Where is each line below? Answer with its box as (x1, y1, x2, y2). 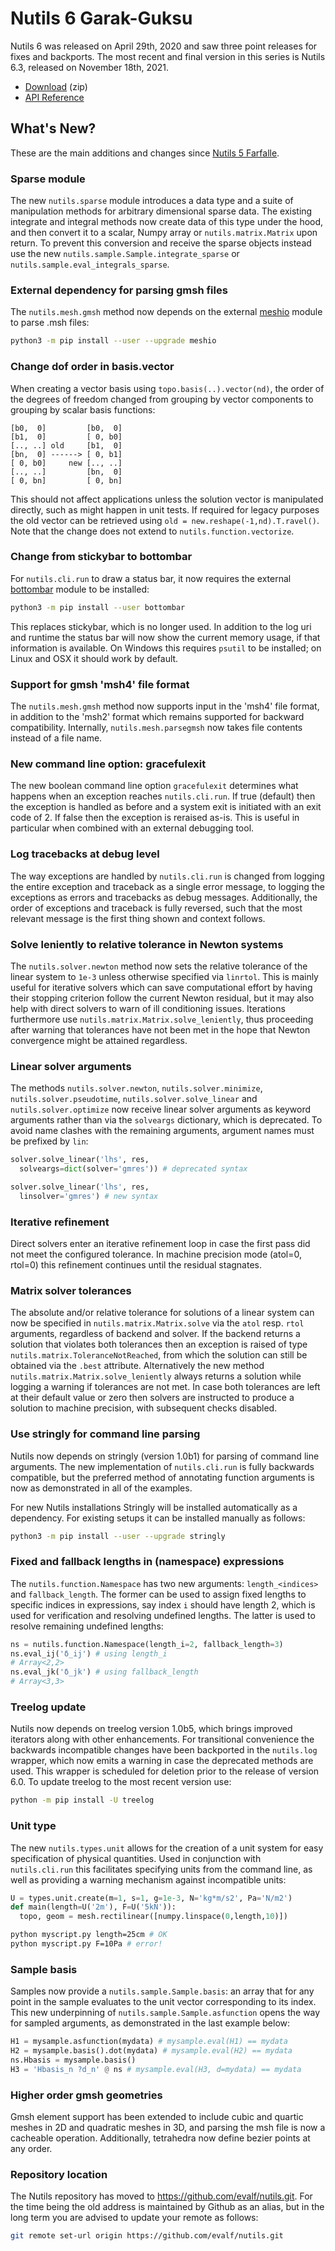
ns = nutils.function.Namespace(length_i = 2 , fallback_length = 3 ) (10, 1639, 284, 1649)
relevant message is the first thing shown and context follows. (10, 912, 266, 924)
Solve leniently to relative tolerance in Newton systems (10, 937, 284, 951)
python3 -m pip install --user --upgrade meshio (10, 336, 217, 346)
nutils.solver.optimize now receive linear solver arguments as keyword (10, 1103, 312, 1116)
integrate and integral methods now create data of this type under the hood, (10, 216, 324, 228)
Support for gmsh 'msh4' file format (10, 677, 190, 691)
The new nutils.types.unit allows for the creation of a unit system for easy (10, 1842, 324, 1854)
